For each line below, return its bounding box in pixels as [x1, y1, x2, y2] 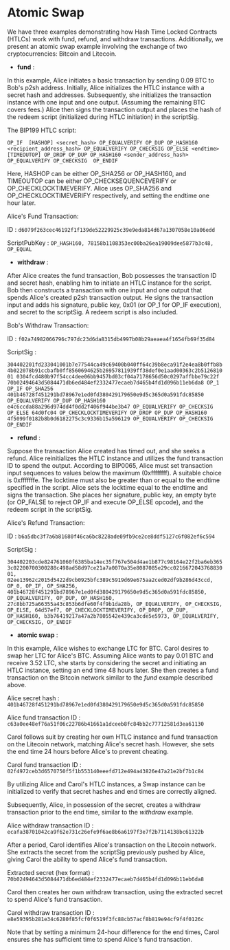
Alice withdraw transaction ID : [7, 821, 94, 830]
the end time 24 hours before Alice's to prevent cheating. [7, 747, 170, 755]
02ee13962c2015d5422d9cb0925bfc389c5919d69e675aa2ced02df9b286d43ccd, [7, 576, 214, 583]
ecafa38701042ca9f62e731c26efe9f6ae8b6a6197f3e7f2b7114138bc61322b [7, 828, 205, 835]
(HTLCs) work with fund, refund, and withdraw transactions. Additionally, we [7, 34, 224, 43]
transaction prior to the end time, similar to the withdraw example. [7, 808, 194, 816]
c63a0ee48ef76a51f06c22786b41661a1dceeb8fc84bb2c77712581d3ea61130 [7, 720, 205, 727]
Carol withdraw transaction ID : [7, 908, 95, 916]
